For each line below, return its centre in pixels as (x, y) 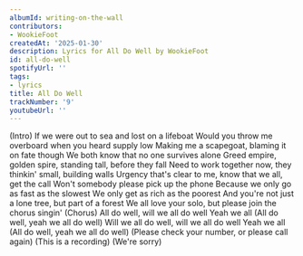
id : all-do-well (40, 60)
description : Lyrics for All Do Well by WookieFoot (109, 52)
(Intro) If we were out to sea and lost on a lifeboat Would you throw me (141, 136)
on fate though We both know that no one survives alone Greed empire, (143, 156)
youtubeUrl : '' (38, 110)
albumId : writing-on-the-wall (67, 18)
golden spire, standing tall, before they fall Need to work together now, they (151, 165)
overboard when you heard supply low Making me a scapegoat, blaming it (148, 146)
